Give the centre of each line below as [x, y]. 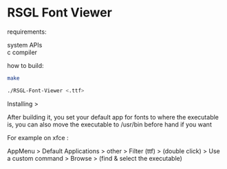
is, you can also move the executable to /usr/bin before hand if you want [109, 124]
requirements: [27, 32]
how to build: [25, 65]
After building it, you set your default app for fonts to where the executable [113, 117]
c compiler [22, 52]
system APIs [25, 45]
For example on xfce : [38, 137]
